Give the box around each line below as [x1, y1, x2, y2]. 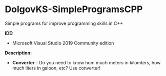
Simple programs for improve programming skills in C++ [5, 20, 123, 26]
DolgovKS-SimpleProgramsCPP [5, 4, 143, 15]
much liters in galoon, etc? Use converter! [12, 65, 101, 71]
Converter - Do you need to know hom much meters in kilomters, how [12, 59, 161, 65]
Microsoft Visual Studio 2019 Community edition [12, 40, 114, 46]
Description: [5, 50, 32, 56]
